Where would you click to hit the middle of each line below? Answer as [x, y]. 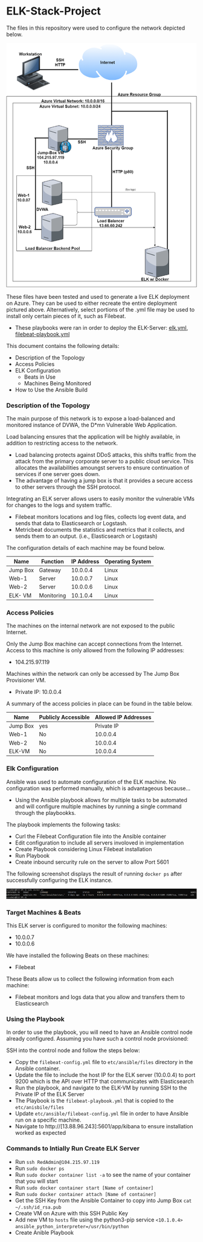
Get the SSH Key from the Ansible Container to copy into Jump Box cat [103, 1200]
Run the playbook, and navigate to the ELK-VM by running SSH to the [101, 1088]
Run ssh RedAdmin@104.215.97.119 [57, 1162]
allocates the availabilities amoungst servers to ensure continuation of [102, 468]
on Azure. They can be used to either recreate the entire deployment [92, 303]
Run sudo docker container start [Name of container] [84, 1188]
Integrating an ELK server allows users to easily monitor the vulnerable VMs [101, 499]
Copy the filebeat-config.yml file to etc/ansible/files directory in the [104, 1062]
